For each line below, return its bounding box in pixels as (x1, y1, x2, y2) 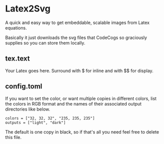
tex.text (5, 54, 30, 63)
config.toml (5, 82, 42, 90)
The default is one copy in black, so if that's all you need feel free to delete (5, 128, 159, 135)
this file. (5, 134, 21, 140)
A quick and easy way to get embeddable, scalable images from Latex (5, 19, 150, 25)
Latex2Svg (5, 3, 51, 14)
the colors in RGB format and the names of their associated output (5, 100, 141, 106)
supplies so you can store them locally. (5, 39, 85, 45)
